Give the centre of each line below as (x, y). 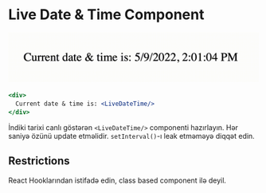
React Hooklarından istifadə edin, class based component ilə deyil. (117, 180)
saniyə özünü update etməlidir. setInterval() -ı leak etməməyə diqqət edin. (131, 136)
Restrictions (39, 161)
